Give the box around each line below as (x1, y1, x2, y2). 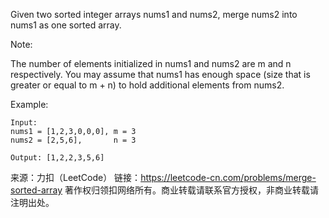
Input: (10, 118, 38, 128)
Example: (10, 99, 49, 110)
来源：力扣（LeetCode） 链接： (10, 172, 142, 183)
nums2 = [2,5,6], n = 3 (10, 135, 137, 145)
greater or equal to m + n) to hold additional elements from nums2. (10, 79, 285, 91)
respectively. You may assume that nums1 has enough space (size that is (10, 69, 311, 80)
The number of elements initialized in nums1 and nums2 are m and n (10, 58, 292, 69)
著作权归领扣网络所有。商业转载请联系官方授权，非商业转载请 (64, 184, 319, 196)
